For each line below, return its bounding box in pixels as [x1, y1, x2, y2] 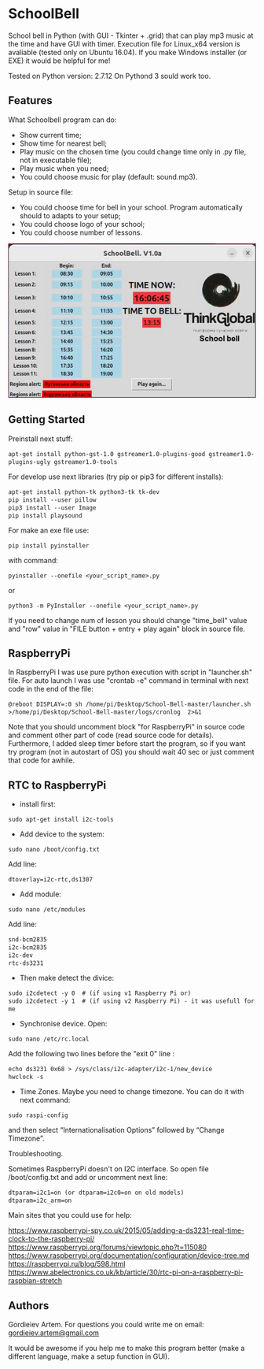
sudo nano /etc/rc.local [8, 1035, 90, 1044]
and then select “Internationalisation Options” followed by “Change [8, 1126, 225, 1135]
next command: [19, 1096, 71, 1105]
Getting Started [8, 413, 86, 426]
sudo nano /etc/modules [8, 906, 86, 914]
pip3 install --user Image [8, 503, 97, 512]
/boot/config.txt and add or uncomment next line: [8, 1173, 168, 1182]
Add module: [19, 889, 61, 899]
